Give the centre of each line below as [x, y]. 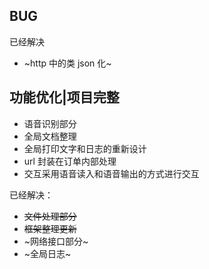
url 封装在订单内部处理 [70, 161]
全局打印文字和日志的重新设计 [85, 148]
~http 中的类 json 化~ [67, 63]
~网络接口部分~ [56, 241]
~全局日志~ [47, 253]
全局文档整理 [50, 136]
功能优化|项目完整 [64, 97]
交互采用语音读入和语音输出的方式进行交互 [111, 173]
